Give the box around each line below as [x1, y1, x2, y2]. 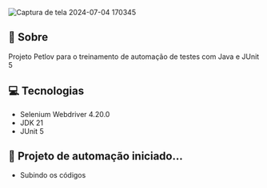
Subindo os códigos [19, 170, 86, 180]
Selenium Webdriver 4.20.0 [19, 109, 110, 119]
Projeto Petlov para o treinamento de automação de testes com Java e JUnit [8, 52, 260, 61]
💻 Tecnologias [8, 84, 85, 98]
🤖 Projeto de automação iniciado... [8, 150, 183, 163]
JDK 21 [19, 118, 44, 127]
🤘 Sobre [8, 30, 49, 44]
